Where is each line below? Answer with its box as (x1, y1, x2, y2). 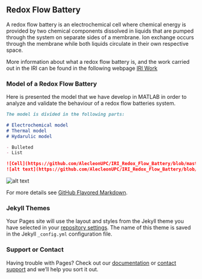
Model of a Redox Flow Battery (6, 80, 97, 88)
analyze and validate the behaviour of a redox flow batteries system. (6, 99, 176, 107)
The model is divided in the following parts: (6, 111, 125, 118)
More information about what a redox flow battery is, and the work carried (6, 58, 190, 65)
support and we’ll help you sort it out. (6, 265, 99, 273)
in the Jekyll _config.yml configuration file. (6, 230, 112, 237)
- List (6, 150, 23, 156)
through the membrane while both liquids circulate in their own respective (6, 40, 189, 47)
